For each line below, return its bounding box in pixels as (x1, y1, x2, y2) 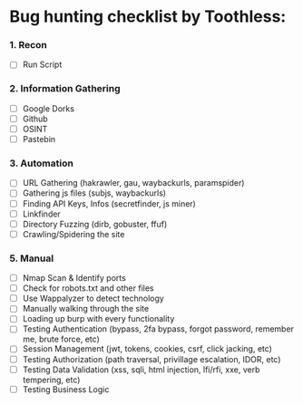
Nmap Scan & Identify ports (22, 273, 127, 284)
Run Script (22, 59, 63, 70)
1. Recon (9, 39, 48, 52)
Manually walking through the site (22, 303, 150, 314)
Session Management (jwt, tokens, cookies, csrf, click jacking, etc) (22, 343, 272, 354)
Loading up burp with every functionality (22, 313, 175, 324)
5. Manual (9, 252, 54, 265)
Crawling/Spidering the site (22, 228, 125, 239)
